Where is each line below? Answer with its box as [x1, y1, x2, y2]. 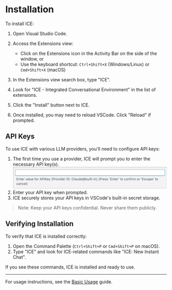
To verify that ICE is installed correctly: [5, 233, 87, 239]
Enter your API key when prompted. [12, 189, 88, 195]
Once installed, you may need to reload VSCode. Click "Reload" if [12, 112, 151, 118]
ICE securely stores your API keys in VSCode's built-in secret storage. [12, 195, 160, 201]
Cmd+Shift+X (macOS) [20, 67, 66, 73]
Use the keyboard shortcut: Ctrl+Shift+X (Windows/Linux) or [20, 61, 150, 67]
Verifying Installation [5, 219, 74, 229]
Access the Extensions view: [12, 40, 73, 47]
